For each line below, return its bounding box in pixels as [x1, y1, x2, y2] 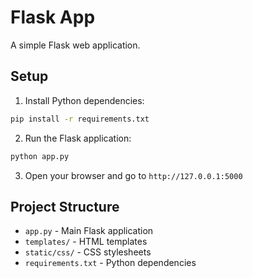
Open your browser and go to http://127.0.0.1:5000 [24, 169, 243, 181]
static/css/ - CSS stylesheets [24, 246, 152, 258]
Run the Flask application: [24, 132, 132, 144]
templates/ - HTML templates [24, 236, 148, 248]
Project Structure [10, 198, 120, 215]
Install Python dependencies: [24, 94, 145, 106]
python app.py [10, 151, 70, 161]
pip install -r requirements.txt [10, 114, 150, 124]
